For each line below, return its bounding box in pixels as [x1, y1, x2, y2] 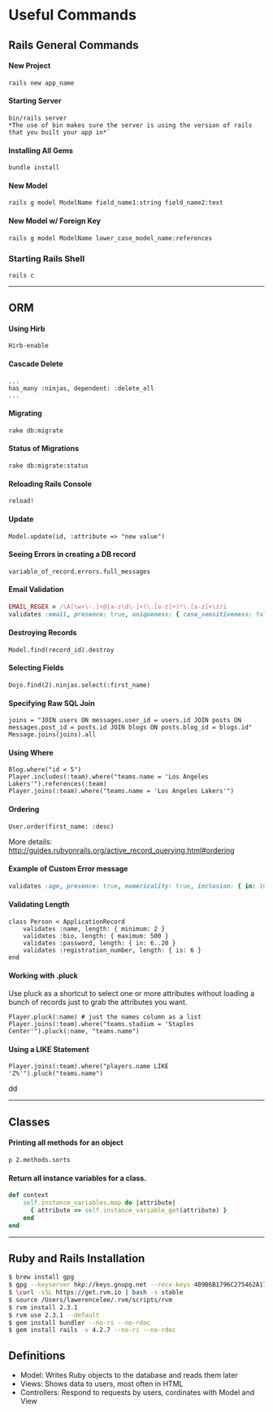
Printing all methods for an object [8, 1138, 123, 1147]
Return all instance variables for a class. [8, 1173, 147, 1182]
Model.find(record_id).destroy [8, 646, 115, 654]
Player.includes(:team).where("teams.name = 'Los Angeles [8, 773, 209, 781]
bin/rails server [8, 114, 67, 122]
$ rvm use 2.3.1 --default [8, 1311, 100, 1319]
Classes [8, 1115, 50, 1129]
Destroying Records [8, 628, 77, 638]
